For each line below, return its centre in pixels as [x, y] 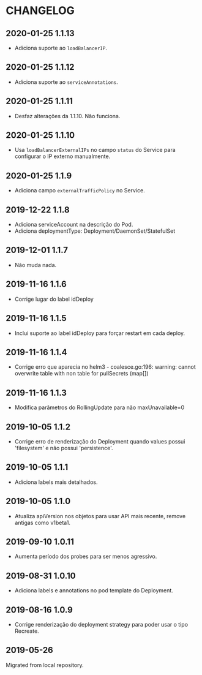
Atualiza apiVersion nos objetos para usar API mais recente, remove [100, 516]
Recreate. [27, 631]
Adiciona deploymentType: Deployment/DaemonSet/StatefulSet [95, 231]
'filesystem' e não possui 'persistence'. [64, 448]
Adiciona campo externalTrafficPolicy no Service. [80, 190]
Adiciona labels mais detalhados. [56, 482]
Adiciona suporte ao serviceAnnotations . [66, 82]
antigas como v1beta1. [43, 522]
